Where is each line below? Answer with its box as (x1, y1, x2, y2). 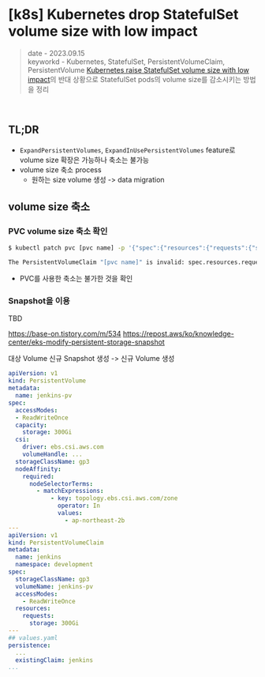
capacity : (15, 421, 47, 429)
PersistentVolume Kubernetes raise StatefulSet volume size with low (27, 65, 250, 74)
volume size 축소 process (19, 164, 102, 175)
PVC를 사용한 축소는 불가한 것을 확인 (19, 274, 133, 284)
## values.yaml (8, 634, 58, 641)
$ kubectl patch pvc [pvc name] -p (8, 244, 125, 252)
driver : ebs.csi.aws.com (22, 443, 104, 451)
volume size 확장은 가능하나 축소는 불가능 (19, 155, 150, 164)
